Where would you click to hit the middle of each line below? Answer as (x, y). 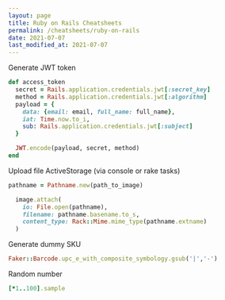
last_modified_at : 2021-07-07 (58, 45)
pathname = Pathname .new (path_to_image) (76, 185)
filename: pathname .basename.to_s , (81, 214)
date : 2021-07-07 (37, 38)
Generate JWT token (42, 67)
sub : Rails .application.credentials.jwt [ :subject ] (108, 127)
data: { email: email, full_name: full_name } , (99, 112)
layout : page (30, 15)
